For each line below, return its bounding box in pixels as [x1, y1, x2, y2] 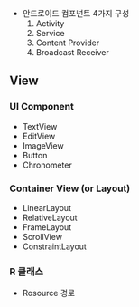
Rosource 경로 [22, 288, 75, 299]
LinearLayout [22, 202, 72, 213]
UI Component [9, 101, 74, 113]
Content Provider [35, 37, 100, 48]
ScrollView [22, 231, 63, 242]
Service [35, 28, 65, 38]
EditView [22, 130, 56, 141]
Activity [35, 18, 65, 29]
